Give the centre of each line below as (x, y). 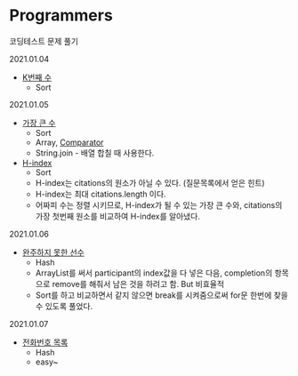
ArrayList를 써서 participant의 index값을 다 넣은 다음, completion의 (154, 273)
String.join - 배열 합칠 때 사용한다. (95, 153)
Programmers (61, 16)
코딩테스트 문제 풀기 (44, 41)
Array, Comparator (69, 142)
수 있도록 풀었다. (64, 306)
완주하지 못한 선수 (53, 252)
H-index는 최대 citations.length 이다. (101, 194)
